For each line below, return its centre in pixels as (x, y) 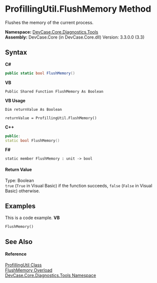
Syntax (16, 52)
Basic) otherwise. (22, 191)
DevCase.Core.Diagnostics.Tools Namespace (51, 275)
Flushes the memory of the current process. (49, 22)
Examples (20, 206)
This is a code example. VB (32, 218)
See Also (19, 242)
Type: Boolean (20, 180)
